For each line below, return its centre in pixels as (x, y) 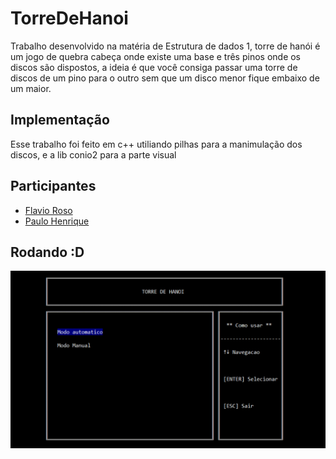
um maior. (31, 88)
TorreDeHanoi (69, 18)
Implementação (60, 120)
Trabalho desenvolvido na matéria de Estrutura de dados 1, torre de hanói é (165, 46)
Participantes (53, 186)
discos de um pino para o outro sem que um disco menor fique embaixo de (165, 78)
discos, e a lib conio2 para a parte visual (93, 154)
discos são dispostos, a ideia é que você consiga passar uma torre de (154, 67)
